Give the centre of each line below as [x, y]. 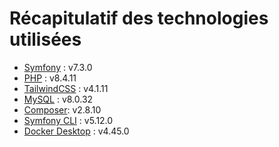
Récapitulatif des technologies [139, 18]
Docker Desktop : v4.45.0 [76, 131]
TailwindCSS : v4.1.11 [66, 88]
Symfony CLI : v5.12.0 [68, 120]
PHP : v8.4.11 [50, 78]
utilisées [45, 39]
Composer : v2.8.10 [62, 109]
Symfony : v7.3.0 [58, 67]
